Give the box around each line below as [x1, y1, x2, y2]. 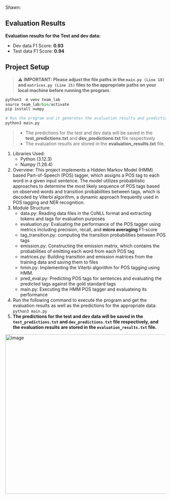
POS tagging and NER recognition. [12, 199, 85, 205]
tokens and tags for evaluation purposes [20, 216, 105, 222]
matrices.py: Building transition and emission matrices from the [20, 254, 153, 259]
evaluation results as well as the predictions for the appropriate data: [12, 302, 157, 308]
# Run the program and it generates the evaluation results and [5, 116, 145, 121]
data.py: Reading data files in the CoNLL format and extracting [20, 210, 152, 216]
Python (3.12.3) [20, 156, 52, 162]
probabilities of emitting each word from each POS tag [20, 248, 135, 254]
